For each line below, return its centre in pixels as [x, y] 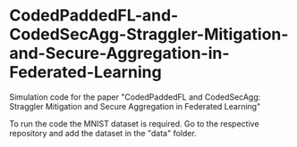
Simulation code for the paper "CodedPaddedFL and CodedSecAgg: [135, 97]
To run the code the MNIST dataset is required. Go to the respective [134, 123]
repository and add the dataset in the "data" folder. [103, 133]
